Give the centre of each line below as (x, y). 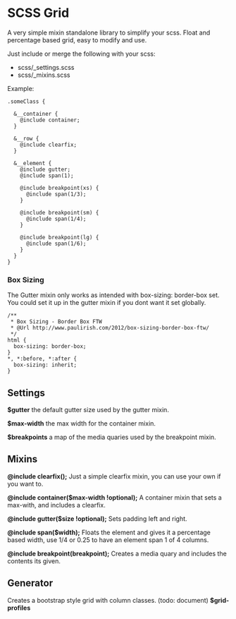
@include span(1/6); (56, 244)
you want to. (25, 483)
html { (17, 340)
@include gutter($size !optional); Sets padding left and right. (98, 518)
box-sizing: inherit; (45, 365)
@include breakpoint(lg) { (60, 237)
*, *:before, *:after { (42, 359)
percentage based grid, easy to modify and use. (77, 40)
